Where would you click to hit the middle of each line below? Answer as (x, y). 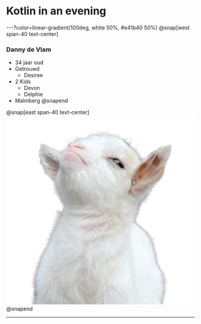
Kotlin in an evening (56, 11)
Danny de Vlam (29, 49)
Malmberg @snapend (41, 101)
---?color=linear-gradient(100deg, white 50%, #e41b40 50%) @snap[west (98, 28)
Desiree (33, 75)
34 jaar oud (29, 63)
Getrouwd (27, 69)
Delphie (33, 95)
